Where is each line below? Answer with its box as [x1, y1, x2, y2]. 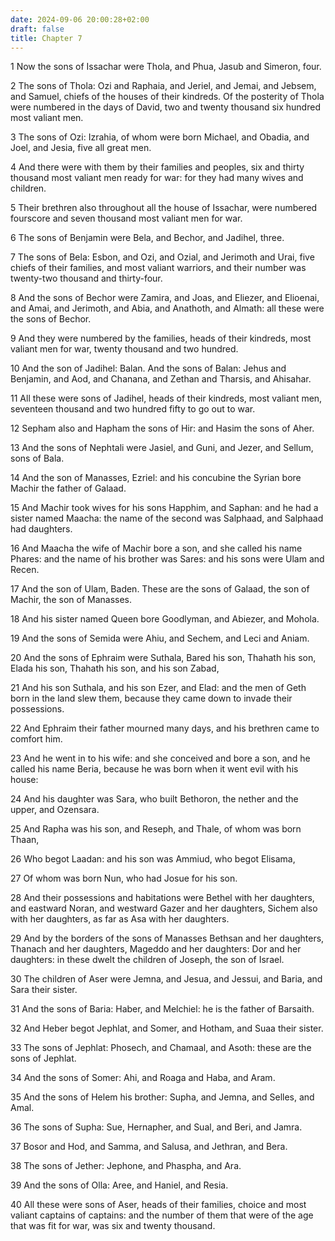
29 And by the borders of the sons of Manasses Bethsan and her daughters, [10, 932, 325, 945]
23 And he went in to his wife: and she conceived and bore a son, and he [10, 752, 311, 765]
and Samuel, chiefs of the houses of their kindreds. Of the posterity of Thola [10, 91, 325, 103]
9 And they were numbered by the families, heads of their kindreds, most [10, 332, 312, 345]
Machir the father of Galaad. [10, 482, 127, 495]
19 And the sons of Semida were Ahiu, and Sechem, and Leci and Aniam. [10, 632, 310, 645]
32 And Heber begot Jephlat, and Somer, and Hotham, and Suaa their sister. [10, 1022, 324, 1035]
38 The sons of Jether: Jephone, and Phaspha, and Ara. [10, 1160, 242, 1172]
